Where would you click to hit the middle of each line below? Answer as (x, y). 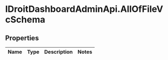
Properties (22, 38)
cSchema (25, 20)
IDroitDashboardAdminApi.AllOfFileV (84, 9)
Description (58, 52)
